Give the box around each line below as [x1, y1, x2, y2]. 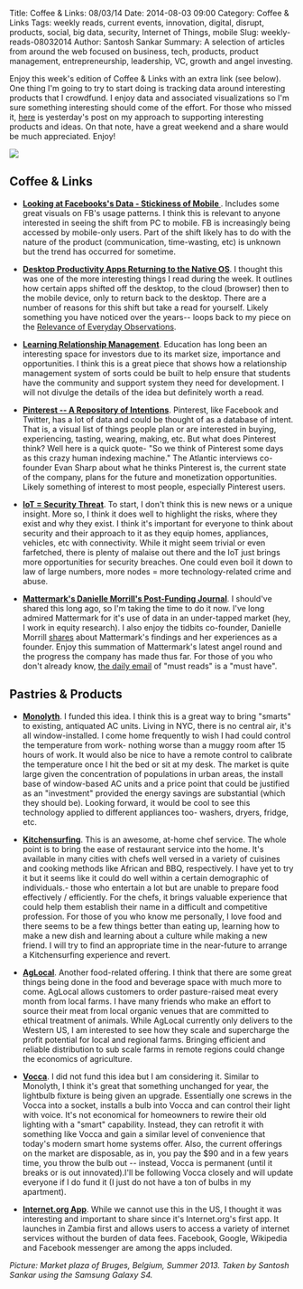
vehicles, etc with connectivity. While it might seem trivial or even [22, 537, 266, 548]
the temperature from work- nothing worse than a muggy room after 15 [22, 739, 286, 750]
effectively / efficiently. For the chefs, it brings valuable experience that [22, 891, 288, 903]
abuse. [22, 575, 49, 586]
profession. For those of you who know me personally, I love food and [22, 911, 282, 922]
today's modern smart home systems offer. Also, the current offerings [22, 1138, 282, 1149]
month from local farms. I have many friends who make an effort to [22, 995, 271, 1007]
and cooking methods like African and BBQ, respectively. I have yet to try [22, 863, 294, 874]
